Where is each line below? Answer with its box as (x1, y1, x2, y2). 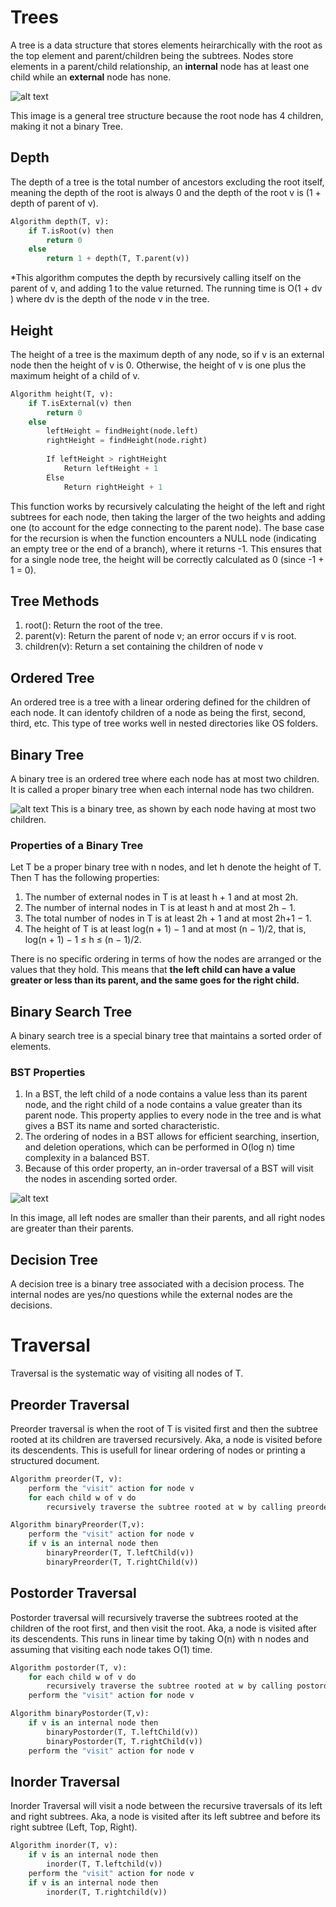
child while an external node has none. (10, 71, 172, 83)
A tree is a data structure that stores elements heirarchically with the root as (10, 39, 323, 51)
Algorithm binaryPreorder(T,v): (10, 1520, 145, 1530)
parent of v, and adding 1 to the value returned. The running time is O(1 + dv (10, 282, 323, 295)
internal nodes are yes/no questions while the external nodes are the (10, 1289, 293, 1301)
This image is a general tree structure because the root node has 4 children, (10, 109, 324, 121)
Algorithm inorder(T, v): (10, 1841, 118, 1851)
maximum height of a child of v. (10, 369, 140, 381)
